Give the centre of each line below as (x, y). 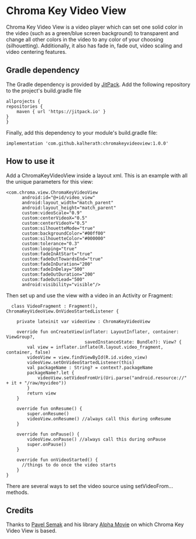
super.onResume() (48, 414)
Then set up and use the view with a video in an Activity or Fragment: (90, 295)
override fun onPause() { (48, 434)
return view (42, 393)
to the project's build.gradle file (44, 90)
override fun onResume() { (49, 408)
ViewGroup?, (20, 337)
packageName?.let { (51, 373)
